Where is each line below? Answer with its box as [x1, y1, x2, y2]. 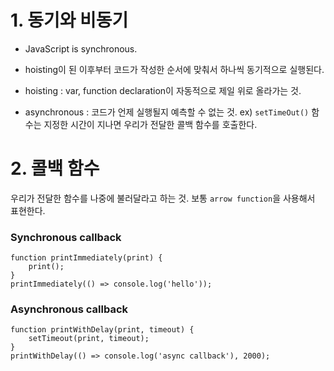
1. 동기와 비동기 [10, 9, 129, 32]
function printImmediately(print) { [10, 253, 163, 263]
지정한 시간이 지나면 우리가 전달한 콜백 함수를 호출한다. [43, 118, 258, 130]
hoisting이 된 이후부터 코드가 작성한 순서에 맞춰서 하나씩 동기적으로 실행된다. [24, 63, 325, 75]
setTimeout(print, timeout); [28, 334, 150, 344]
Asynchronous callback [10, 302, 129, 316]
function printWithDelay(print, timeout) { [10, 325, 195, 335]
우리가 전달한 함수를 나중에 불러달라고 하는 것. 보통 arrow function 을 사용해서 [10, 192, 316, 204]
